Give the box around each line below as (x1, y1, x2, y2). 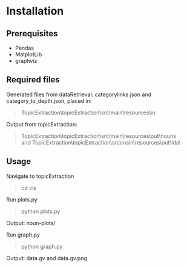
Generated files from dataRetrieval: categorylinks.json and (6, 91, 152, 98)
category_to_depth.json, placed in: (6, 97, 92, 104)
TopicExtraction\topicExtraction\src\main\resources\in (21, 109, 156, 116)
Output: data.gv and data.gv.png (6, 254, 88, 261)
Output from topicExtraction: (6, 120, 77, 128)
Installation (6, 4, 64, 18)
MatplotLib (15, 51, 42, 58)
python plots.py (21, 208, 61, 215)
